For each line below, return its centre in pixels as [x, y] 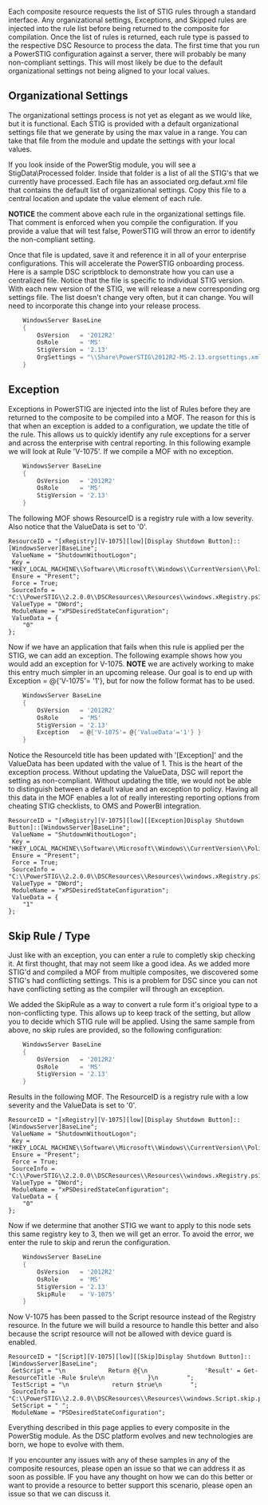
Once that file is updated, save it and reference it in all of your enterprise [128, 255]
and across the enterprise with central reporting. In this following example [130, 443]
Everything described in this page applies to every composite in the [119, 1428]
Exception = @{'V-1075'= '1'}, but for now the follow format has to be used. [132, 681]
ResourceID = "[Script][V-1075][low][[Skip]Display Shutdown [112, 1357]
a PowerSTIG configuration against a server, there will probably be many [128, 54]
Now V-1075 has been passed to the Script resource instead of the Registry [132, 1317]
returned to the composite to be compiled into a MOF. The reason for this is [132, 417]
